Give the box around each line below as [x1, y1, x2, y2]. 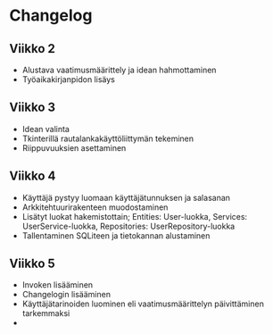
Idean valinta [21, 123, 70, 134]
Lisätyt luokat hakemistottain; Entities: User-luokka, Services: [21, 211, 248, 221]
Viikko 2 [9, 41, 56, 56]
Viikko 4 [9, 169, 56, 184]
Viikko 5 [9, 256, 55, 271]
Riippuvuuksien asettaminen [21, 142, 127, 153]
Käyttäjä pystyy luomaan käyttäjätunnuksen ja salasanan [21, 192, 230, 203]
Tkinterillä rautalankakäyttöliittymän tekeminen [21, 133, 194, 144]
